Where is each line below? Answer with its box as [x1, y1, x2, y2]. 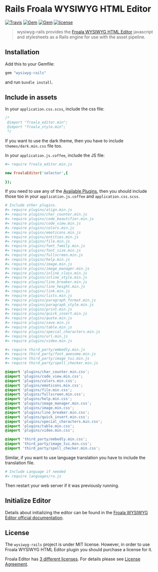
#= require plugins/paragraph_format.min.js [5, 298, 96, 303]
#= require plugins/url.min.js [5, 334, 68, 338]
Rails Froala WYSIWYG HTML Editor [5, 3, 151, 15]
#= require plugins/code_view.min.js [5, 221, 81, 226]
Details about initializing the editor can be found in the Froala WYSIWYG [5, 509, 148, 515]
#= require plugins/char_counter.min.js [5, 212, 88, 217]
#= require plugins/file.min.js [5, 239, 70, 244]
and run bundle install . [5, 79, 53, 85]
